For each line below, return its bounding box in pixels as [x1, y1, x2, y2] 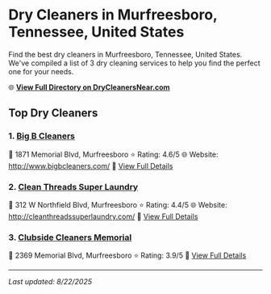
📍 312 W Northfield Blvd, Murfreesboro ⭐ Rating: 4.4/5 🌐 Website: [8, 199, 227, 209]
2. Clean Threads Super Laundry [8, 181, 139, 192]
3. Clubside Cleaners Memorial [8, 232, 132, 243]
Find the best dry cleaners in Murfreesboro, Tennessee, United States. [8, 49, 243, 59]
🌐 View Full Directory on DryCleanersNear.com [8, 82, 171, 92]
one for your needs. [8, 66, 74, 76]
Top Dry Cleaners [8, 107, 98, 120]
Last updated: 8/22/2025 [8, 277, 93, 287]
